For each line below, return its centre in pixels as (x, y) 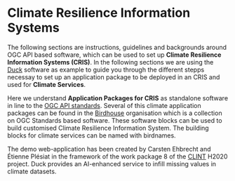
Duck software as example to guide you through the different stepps (106, 69)
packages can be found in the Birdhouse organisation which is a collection (115, 113)
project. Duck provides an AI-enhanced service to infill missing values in (112, 163)
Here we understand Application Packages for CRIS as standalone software (118, 98)
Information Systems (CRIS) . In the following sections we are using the (110, 62)
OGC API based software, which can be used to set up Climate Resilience (114, 55)
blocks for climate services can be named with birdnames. (92, 135)
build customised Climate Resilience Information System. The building (108, 128)
